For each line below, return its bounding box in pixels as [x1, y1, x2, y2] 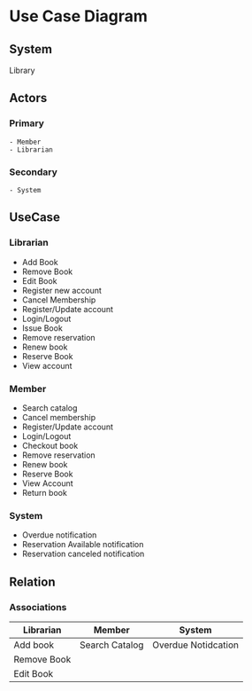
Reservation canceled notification [21, 548, 145, 560]
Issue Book [21, 322, 64, 334]
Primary [9, 117, 44, 130]
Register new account [21, 285, 102, 295]
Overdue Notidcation [152, 639, 239, 651]
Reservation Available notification [21, 539, 144, 550]
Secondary [9, 166, 57, 178]
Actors [9, 90, 48, 106]
